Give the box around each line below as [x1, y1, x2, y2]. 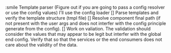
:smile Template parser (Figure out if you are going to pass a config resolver [5, 5, 165, 10]
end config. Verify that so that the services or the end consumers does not [5, 36, 162, 42]
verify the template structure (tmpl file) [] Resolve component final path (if [5, 15, 161, 21]
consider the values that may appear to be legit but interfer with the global [5, 31, 162, 37]
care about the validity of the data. [5, 42, 78, 47]
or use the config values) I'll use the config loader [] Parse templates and [5, 10, 159, 16]
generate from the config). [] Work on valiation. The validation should [5, 26, 151, 32]
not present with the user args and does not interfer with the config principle [5, 20, 166, 26]
